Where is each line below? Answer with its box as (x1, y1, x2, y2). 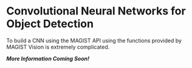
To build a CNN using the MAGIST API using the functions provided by (6, 37, 182, 44)
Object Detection (6, 17, 94, 31)
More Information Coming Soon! (6, 55, 90, 62)
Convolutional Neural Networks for (6, 4, 187, 18)
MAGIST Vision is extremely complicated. (6, 43, 110, 51)
